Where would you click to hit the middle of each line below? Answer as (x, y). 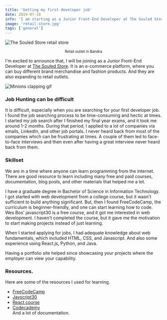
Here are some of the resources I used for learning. (58, 282)
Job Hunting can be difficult (40, 99)
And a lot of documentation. (41, 313)
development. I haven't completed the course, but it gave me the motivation (83, 218)
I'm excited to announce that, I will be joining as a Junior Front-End (73, 61)
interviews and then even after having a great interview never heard (91, 142)
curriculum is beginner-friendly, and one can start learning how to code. (79, 207)
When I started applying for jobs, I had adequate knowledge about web (78, 233)
